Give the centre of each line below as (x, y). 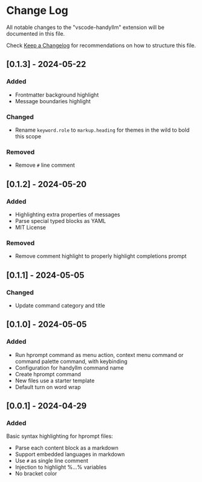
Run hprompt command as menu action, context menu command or (99, 355)
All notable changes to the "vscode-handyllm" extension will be (85, 27)
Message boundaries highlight (53, 101)
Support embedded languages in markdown (70, 454)
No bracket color (36, 474)
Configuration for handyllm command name (69, 368)
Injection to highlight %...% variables (61, 467)
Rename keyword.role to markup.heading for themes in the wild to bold (102, 130)
